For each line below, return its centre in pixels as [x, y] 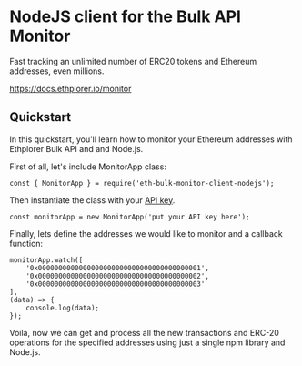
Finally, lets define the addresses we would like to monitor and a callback [146, 233]
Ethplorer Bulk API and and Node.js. [76, 148]
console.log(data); [63, 308]
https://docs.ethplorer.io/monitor [70, 88]
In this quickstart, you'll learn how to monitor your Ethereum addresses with [151, 139]
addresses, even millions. [57, 71]
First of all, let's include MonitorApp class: [88, 167]
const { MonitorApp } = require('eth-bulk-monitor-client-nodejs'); [142, 183]
